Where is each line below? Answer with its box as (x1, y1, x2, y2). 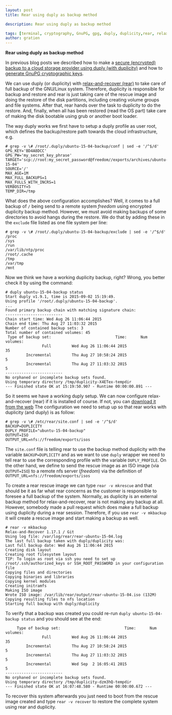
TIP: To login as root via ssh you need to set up (5, 557, 116, 562)
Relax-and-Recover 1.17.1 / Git (5, 529, 74, 535)
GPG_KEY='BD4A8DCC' (5, 148, 47, 154)
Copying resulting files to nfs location (5, 597, 95, 602)
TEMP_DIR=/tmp (5, 189, 36, 194)
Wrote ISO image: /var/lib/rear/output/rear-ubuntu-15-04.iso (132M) (5, 592, 157, 598)
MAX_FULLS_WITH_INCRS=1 (5, 180, 56, 185)
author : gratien (5, 35, 40, 41)
